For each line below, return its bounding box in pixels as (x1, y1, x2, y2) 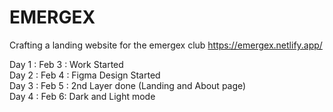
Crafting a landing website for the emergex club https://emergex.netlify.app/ (9, 39, 323, 51)
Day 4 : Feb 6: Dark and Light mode (9, 90, 156, 102)
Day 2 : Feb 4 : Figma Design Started (9, 69, 161, 81)
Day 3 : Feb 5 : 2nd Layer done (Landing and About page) (9, 79, 247, 91)
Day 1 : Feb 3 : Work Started (9, 58, 124, 70)
